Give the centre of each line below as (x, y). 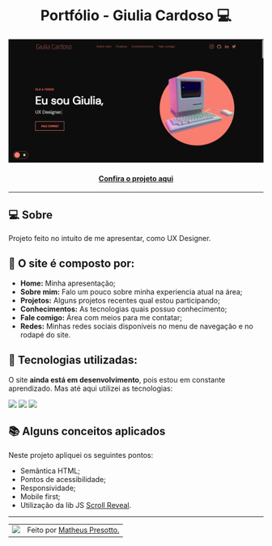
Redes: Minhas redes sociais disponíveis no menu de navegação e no (136, 326)
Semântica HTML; (50, 471)
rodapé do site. (45, 334)
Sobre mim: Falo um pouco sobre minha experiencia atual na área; (131, 291)
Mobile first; (40, 496)
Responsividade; (48, 488)
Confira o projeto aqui (136, 178)
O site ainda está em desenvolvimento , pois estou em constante (117, 379)
